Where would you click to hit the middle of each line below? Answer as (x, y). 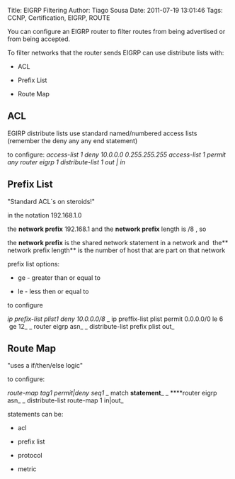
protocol (30, 456)
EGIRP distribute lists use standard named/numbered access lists (102, 133)
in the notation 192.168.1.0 (45, 215)
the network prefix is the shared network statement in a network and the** (118, 242)
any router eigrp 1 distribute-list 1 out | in (67, 162)
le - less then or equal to (53, 291)
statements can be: (35, 415)
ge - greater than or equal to (59, 277)
